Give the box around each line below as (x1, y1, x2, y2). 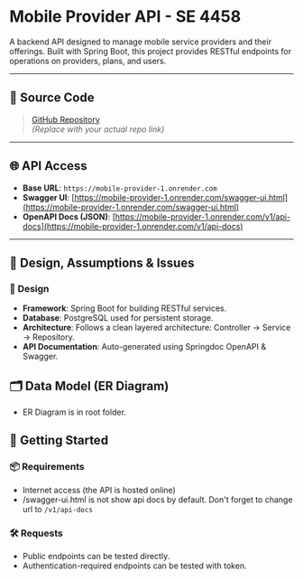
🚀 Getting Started (9, 433, 109, 448)
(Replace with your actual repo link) (31, 124, 165, 135)
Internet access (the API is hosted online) (22, 484, 176, 495)
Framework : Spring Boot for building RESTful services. (22, 303, 227, 313)
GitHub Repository (31, 114, 101, 125)
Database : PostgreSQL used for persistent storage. (22, 313, 214, 323)
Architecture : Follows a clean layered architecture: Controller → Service (22, 323, 291, 333)
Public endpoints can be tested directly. (22, 551, 170, 562)
